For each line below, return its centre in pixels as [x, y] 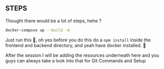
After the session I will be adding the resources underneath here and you [82, 55]
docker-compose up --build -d [38, 30]
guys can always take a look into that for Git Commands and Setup [76, 60]
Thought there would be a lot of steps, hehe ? [53, 20]
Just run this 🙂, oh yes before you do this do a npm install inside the [78, 40]
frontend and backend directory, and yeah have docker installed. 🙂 [76, 45]
